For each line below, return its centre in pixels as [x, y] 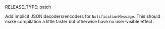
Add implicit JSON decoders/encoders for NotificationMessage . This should [83, 16]
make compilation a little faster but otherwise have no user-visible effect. [80, 22]
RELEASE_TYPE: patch [28, 7]
